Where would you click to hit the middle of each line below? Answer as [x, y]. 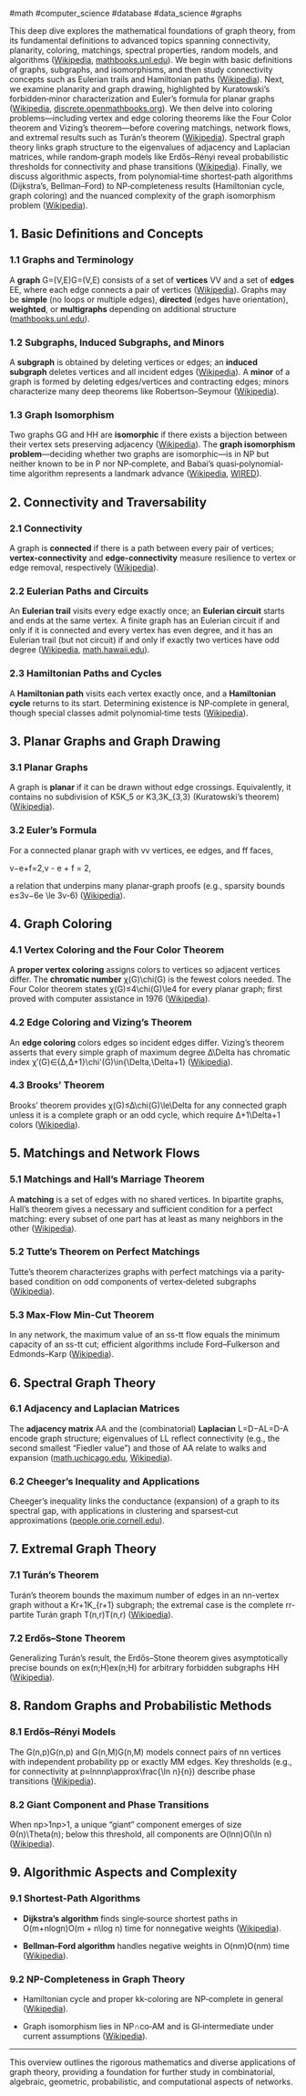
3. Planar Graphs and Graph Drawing [115, 741]
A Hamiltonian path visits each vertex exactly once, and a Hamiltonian [143, 693]
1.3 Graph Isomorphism [62, 414]
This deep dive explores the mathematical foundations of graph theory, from [153, 31]
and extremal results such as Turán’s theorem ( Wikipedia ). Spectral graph [147, 137]
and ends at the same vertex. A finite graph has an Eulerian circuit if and [145, 620]
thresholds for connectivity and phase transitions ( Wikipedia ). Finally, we [146, 167]
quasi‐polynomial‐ [250, 464]
